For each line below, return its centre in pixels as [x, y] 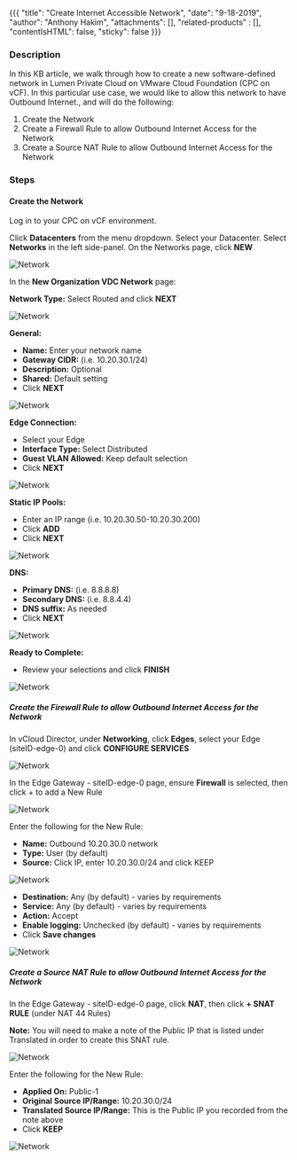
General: [26, 333]
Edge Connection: [43, 423]
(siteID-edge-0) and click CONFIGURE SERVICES [99, 749]
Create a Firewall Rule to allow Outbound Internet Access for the [139, 129]
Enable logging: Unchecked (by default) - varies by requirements [141, 925]
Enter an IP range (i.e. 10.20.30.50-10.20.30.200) [111, 520]
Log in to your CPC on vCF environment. [83, 221]
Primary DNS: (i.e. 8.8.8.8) [70, 590]
